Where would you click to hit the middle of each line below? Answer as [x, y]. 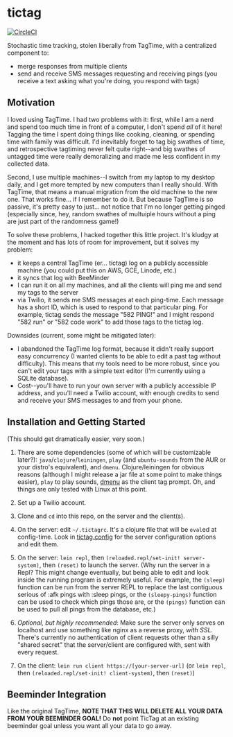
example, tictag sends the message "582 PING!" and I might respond [115, 314]
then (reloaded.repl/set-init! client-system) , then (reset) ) [106, 673]
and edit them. [38, 544]
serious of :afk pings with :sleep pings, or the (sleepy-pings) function [117, 594]
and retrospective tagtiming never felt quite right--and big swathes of [106, 149]
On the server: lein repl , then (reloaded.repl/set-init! [99, 557]
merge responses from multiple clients [72, 66]
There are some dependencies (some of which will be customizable [114, 452]
